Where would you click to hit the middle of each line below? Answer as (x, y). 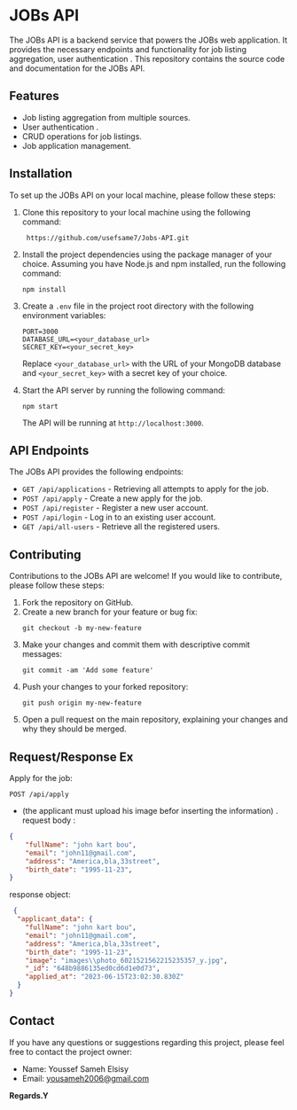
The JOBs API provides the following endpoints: (97, 472)
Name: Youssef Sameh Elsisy (75, 1068)
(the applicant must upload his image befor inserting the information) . (150, 811)
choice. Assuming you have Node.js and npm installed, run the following (154, 263)
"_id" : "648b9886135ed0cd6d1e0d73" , (93, 969)
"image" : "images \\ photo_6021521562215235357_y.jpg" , (126, 960)
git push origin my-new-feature (82, 703)
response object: (40, 895)
